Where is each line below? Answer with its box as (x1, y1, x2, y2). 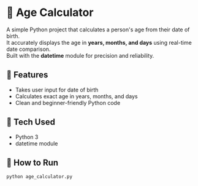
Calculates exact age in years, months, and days (15, 92, 138, 100)
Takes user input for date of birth (15, 86, 99, 93)
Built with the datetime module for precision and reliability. (6, 52, 154, 59)
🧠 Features (6, 70, 48, 80)
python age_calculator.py (6, 174, 72, 180)
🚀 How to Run (6, 157, 59, 168)
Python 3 (15, 133, 39, 141)
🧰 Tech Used (6, 117, 55, 128)
